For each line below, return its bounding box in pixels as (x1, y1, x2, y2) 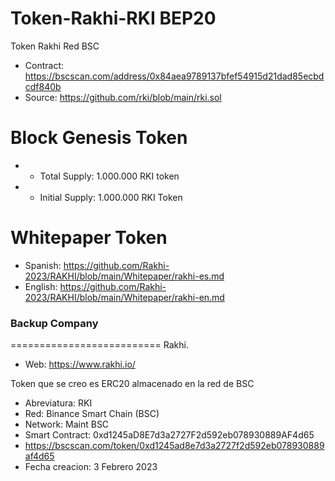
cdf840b (24, 80, 62, 92)
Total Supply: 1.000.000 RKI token (39, 170, 180, 182)
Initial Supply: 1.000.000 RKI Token (39, 191, 183, 203)
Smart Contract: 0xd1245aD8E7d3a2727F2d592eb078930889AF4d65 (24, 429, 315, 441)
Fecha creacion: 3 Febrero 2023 (24, 461, 158, 473)
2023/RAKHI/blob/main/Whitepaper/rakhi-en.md (24, 291, 225, 303)
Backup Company (10, 316, 99, 330)
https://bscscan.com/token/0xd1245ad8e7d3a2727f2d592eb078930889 (24, 440, 325, 452)
